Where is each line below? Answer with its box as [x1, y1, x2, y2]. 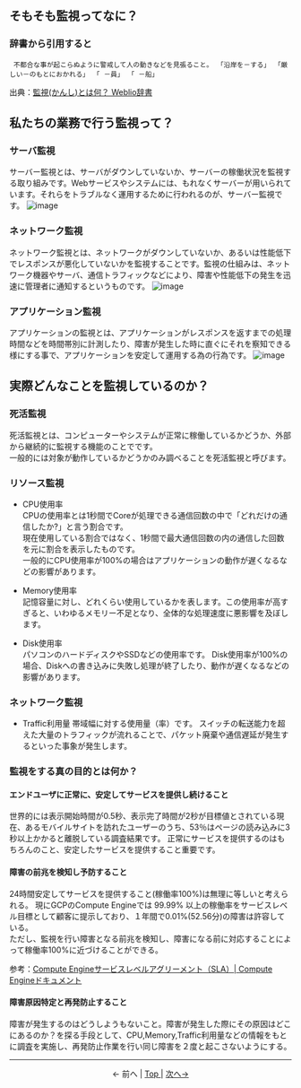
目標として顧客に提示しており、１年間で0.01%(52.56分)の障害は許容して [16, 910, 286, 921]
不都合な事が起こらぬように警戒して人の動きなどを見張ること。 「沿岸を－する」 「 [13, 60, 281, 69]
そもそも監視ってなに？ [9, 8, 139, 24]
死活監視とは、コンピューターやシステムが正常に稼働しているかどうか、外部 [9, 430, 291, 440]
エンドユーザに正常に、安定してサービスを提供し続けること [9, 788, 228, 800]
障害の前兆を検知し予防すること [9, 866, 127, 877]
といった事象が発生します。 [30, 741, 133, 752]
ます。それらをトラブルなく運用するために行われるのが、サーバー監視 [16, 189, 275, 200]
